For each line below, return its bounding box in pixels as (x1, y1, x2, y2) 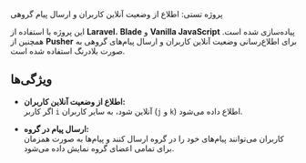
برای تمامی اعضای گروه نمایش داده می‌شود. (23, 142, 175, 154)
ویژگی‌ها (10, 72, 53, 87)
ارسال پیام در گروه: (23, 123, 89, 134)
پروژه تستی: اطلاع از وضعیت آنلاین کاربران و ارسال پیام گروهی (10, 9, 223, 19)
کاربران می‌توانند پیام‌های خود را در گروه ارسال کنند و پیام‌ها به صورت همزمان (23, 133, 285, 144)
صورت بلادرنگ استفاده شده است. (10, 46, 126, 56)
